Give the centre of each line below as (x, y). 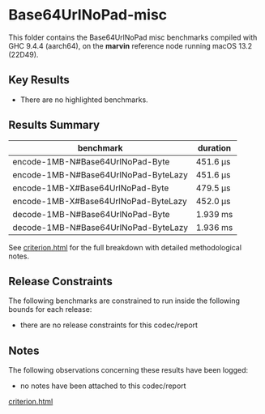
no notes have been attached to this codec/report (103, 386)
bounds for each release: (50, 309)
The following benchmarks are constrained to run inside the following (124, 301)
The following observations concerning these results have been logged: (128, 370)
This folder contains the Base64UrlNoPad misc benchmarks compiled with (133, 37)
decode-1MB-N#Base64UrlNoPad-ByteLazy (100, 227)
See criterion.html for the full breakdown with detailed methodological (125, 247)
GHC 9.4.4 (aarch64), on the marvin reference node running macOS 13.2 (130, 45)
